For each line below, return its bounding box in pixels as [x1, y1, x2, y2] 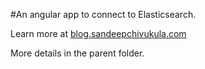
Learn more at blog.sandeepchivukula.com [10, 28, 187, 39]
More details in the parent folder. [10, 47, 145, 59]
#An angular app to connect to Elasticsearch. [10, 9, 197, 20]
